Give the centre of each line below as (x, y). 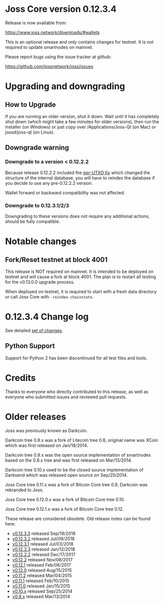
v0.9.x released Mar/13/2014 (41, 596)
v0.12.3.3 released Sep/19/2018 (44, 533)
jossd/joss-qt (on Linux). (30, 132)
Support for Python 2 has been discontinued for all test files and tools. (76, 358)
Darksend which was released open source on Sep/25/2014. (66, 475)
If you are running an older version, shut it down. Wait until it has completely (82, 116)
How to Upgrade (31, 105)
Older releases (36, 417)
